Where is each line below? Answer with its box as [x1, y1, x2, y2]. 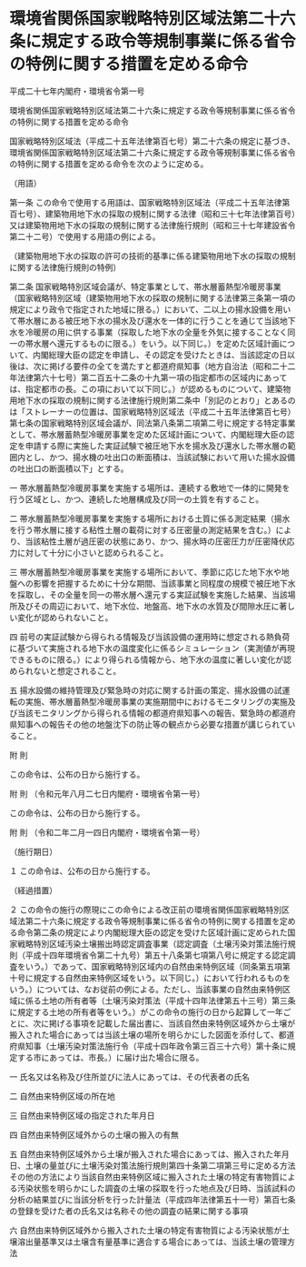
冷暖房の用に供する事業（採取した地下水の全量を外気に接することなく [25, 327, 288, 337]
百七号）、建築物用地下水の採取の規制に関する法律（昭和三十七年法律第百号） [9, 208, 296, 219]
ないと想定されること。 [33, 665, 121, 676]
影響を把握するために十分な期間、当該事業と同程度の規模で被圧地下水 [33, 578, 296, 588]
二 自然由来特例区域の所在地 [9, 1091, 115, 1101]
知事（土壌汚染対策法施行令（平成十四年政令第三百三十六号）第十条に [25, 1041, 288, 1051]
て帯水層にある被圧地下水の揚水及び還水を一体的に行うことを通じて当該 [9, 315, 280, 326]
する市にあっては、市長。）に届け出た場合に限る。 [16, 1051, 204, 1062]
